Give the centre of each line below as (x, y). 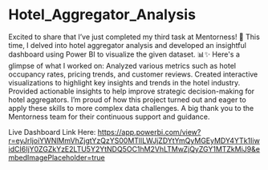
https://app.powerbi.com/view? (149, 132)
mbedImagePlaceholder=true (57, 157)
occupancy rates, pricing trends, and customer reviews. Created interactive (133, 74)
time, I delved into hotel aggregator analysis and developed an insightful (128, 45)
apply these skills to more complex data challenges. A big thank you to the (131, 108)
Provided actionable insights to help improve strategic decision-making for (132, 91)
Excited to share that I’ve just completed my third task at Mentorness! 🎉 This (134, 37)
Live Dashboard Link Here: (52, 132)
